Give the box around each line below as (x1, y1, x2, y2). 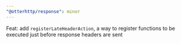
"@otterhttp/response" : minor (6, 8, 81, 15)
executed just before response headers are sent (6, 31, 123, 38)
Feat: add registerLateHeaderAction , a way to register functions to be (6, 25, 176, 32)
